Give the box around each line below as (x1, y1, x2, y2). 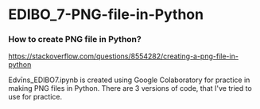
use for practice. (8, 92, 63, 102)
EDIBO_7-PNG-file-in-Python (8, 6, 204, 24)
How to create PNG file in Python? (8, 34, 142, 45)
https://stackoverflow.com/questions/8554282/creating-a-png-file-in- (8, 51, 239, 61)
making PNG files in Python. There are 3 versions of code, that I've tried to (8, 84, 252, 93)
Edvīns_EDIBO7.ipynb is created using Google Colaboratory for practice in (8, 75, 250, 85)
